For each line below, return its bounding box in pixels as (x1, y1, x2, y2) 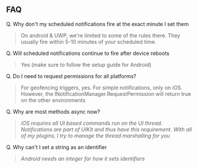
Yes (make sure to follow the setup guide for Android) (20, 61, 152, 68)
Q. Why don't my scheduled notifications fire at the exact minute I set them (6, 20, 189, 27)
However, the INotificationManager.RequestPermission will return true (20, 90, 191, 97)
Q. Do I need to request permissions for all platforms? (6, 72, 136, 79)
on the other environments (20, 96, 86, 104)
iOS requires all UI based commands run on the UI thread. (20, 119, 163, 127)
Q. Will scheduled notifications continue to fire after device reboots (6, 50, 170, 57)
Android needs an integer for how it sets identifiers (20, 155, 145, 162)
